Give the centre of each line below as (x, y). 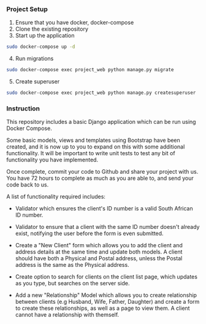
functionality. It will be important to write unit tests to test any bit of (91, 153)
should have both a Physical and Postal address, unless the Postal (99, 258)
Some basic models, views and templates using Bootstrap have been (93, 141)
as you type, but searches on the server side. (72, 283)
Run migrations (34, 59)
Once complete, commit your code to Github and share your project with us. (102, 172)
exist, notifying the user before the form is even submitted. (89, 233)
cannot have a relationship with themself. (67, 315)
